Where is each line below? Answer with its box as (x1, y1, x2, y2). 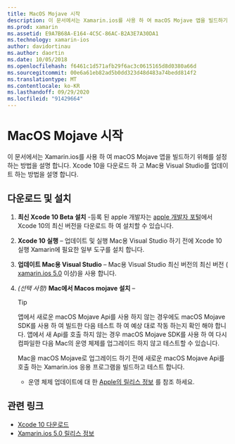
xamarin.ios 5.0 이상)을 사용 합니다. (17, 269, 118, 277)
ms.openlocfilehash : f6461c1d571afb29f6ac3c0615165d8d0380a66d (7, 63, 197, 70)
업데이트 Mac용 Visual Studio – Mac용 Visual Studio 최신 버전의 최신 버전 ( (17, 260, 229, 268)
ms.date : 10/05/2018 (7, 56, 68, 63)
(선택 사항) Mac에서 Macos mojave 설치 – (17, 284, 136, 292)
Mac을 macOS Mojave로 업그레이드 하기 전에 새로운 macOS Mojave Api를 (17, 353, 225, 362)
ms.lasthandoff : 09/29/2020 (7, 89, 90, 96)
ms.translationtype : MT (7, 75, 77, 83)
